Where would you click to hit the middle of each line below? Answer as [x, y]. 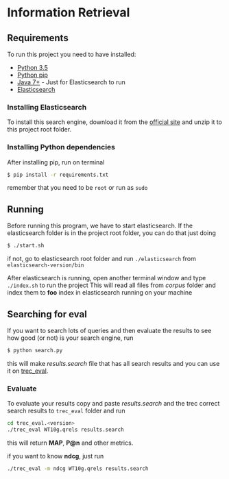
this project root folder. [39, 130]
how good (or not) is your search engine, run [70, 338]
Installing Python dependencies [61, 147]
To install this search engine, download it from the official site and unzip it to [115, 122]
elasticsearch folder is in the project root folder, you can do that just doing [111, 233]
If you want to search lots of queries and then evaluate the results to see [109, 330]
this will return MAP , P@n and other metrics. [70, 443]
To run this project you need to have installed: [72, 54]
